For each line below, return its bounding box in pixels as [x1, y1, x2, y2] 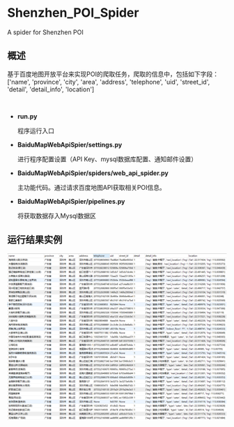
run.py [17, 112, 38, 120]
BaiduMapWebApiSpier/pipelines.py [17, 197, 125, 205]
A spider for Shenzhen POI [7, 28, 84, 36]
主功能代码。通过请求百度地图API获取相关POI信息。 [17, 183, 166, 191]
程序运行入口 [17, 126, 54, 135]
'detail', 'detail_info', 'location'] [7, 85, 95, 93]
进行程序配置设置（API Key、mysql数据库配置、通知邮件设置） [17, 155, 197, 163]
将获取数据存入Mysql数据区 [17, 211, 96, 220]
